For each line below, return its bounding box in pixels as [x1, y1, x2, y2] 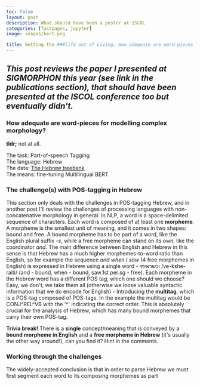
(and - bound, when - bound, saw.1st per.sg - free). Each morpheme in [19, 269, 192, 276]
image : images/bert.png [6, 31, 66, 37]
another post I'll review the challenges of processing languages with [6, 205, 174, 212]
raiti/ [6, 269, 18, 276]
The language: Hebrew [6, 158, 63, 165]
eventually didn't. [6, 101, 73, 111]
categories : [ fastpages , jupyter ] [6, 25, 93, 32]
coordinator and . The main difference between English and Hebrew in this [6, 243, 188, 251]
